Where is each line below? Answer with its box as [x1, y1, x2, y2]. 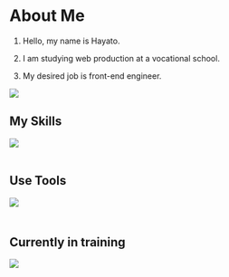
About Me [9, 5, 85, 26]
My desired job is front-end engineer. [22, 70, 162, 81]
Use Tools [9, 173, 67, 188]
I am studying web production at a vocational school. [22, 53, 220, 63]
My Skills [9, 114, 62, 129]
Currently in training [9, 234, 126, 250]
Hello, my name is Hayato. [22, 35, 120, 46]
